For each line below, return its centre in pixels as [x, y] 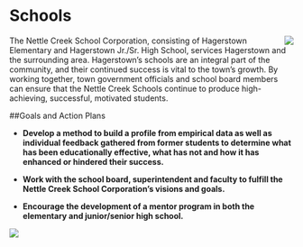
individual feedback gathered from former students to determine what [156, 142]
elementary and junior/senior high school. [103, 215]
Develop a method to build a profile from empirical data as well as [147, 133]
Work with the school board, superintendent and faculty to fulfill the [152, 179]
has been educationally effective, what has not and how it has [141, 152]
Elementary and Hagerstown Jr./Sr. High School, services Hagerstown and [148, 50]
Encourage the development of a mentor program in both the [138, 206]
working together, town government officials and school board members [144, 78]
